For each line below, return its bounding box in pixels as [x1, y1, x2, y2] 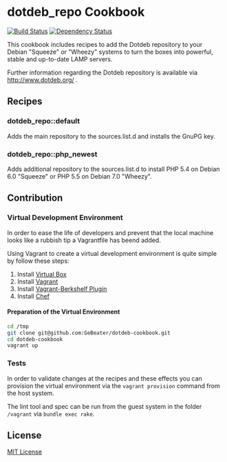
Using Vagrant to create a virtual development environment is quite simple [7, 249, 217, 257]
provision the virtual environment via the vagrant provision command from [7, 381, 220, 390]
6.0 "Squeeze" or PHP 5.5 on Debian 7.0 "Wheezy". [7, 172, 153, 180]
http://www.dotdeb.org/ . [7, 75, 78, 83]
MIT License [7, 448, 43, 456]
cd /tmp [7, 323, 30, 330]
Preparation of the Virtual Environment [7, 308, 120, 316]
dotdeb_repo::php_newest [7, 149, 98, 159]
